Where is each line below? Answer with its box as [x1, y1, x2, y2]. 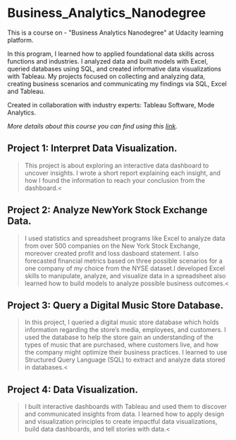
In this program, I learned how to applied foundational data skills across [7, 49, 215, 58]
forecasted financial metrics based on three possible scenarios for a [24, 256, 223, 265]
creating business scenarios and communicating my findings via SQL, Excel [7, 79, 227, 88]
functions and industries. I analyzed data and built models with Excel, [7, 57, 209, 65]
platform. [7, 35, 34, 44]
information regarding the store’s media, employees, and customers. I [24, 326, 227, 334]
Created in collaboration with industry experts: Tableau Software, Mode [7, 100, 215, 109]
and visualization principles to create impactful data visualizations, [24, 417, 218, 426]
